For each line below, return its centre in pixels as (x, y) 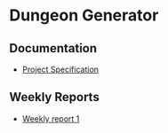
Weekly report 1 (51, 118)
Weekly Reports (54, 97)
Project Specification (60, 69)
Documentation (53, 48)
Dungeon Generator (84, 16)
